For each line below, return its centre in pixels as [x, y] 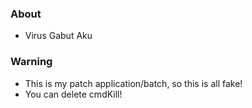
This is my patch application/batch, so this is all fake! [133, 83]
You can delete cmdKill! [73, 94]
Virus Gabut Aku [58, 36]
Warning [31, 62]
